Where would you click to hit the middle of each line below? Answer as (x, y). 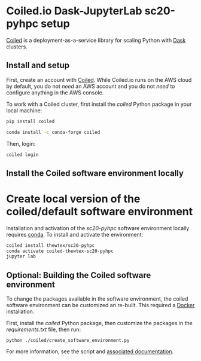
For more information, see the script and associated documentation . (90, 351)
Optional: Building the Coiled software (79, 275)
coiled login (22, 155)
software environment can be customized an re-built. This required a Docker (100, 305)
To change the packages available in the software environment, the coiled (97, 299)
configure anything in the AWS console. (55, 92)
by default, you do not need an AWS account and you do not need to (91, 86)
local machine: (24, 110)
